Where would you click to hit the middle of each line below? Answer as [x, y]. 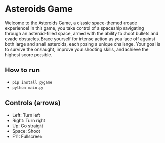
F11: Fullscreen [27, 136]
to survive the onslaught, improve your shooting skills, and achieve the [77, 49]
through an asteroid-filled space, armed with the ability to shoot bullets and [82, 33]
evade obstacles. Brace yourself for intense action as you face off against [80, 39]
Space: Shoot [26, 131]
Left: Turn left [26, 115]
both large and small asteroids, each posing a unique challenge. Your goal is [83, 44]
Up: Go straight [28, 126]
